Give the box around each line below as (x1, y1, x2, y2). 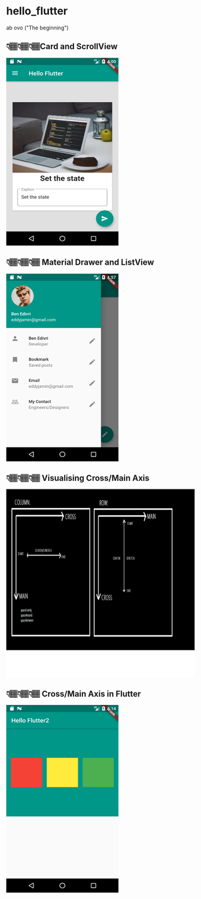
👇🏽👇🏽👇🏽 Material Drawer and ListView (6, 257, 154, 268)
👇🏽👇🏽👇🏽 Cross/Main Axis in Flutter (6, 689, 141, 699)
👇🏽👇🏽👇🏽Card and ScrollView (6, 41, 118, 52)
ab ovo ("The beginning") (6, 24, 69, 31)
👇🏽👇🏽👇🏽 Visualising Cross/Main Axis (6, 473, 150, 483)
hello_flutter (6, 4, 68, 18)
